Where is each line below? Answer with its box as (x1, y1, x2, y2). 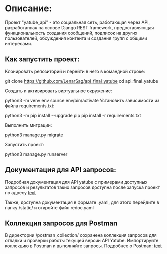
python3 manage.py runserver (5, 151, 68, 157)
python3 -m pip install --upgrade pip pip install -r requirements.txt (5, 112, 141, 118)
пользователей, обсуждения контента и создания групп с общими (5, 35, 147, 41)
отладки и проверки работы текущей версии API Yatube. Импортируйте (5, 238, 159, 244)
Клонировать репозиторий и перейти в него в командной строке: (5, 68, 145, 74)
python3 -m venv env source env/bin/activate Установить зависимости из (5, 97, 160, 103)
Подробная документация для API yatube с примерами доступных (5, 179, 148, 185)
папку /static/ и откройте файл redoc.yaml (5, 204, 94, 210)
